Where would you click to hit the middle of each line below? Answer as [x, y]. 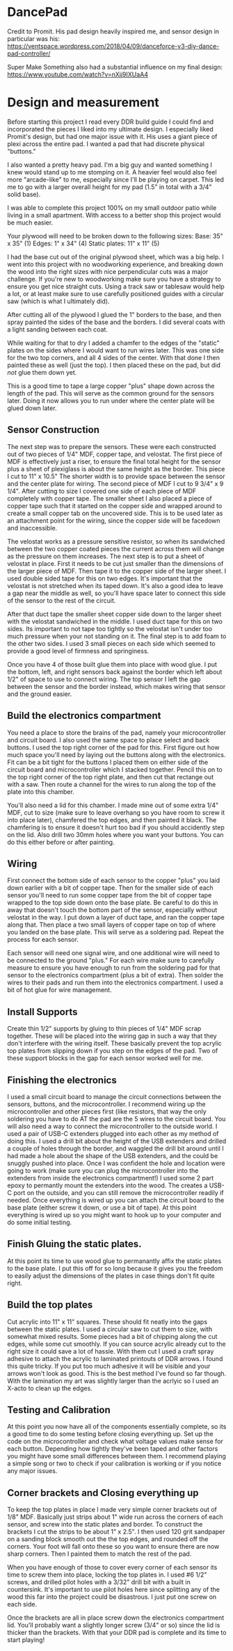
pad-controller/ [29, 54]
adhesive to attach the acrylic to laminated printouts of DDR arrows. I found [115, 1358]
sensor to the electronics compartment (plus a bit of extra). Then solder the [115, 975]
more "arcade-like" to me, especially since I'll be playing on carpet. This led [116, 179]
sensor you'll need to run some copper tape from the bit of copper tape [110, 895]
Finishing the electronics [62, 1080]
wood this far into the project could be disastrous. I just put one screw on [112, 1597]
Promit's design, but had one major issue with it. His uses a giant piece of [112, 136]
